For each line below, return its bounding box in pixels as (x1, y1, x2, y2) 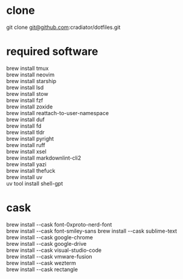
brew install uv (6, 173, 43, 181)
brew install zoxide (6, 103, 53, 110)
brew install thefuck (6, 167, 56, 174)
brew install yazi (6, 160, 47, 168)
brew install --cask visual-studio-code (6, 246, 101, 254)
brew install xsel (6, 148, 47, 155)
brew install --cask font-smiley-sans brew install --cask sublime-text (6, 227, 177, 234)
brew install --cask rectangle (6, 266, 79, 273)
